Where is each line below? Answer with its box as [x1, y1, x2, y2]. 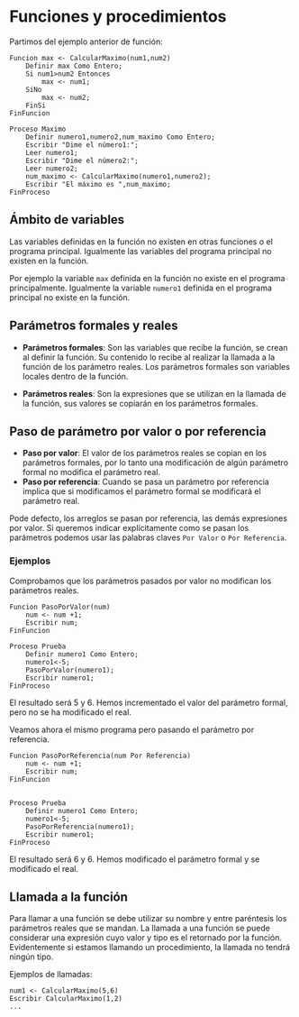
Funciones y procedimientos [9, 6, 227, 27]
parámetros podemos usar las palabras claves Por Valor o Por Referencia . [9, 532, 287, 543]
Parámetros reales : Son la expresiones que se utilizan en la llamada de [22, 388, 286, 399]
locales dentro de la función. [22, 371, 129, 381]
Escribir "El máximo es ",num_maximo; [25, 179, 171, 188]
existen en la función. [9, 255, 89, 266]
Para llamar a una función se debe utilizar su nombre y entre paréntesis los [9, 913, 287, 924]
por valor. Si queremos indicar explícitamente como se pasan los [9, 523, 249, 534]
